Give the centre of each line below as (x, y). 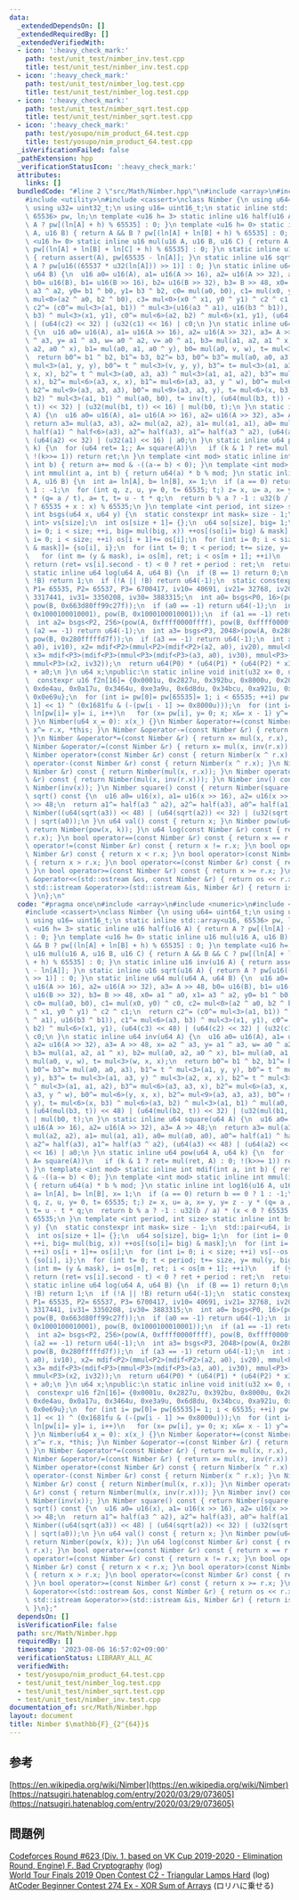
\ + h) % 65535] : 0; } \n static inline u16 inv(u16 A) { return (149, 962)
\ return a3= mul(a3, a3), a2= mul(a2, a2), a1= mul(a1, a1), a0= (151, 423)
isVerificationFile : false (67, 1625)
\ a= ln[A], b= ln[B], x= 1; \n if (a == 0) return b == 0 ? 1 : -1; (157, 1194)
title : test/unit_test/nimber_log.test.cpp (107, 92)
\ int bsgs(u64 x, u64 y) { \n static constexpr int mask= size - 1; (157, 515)
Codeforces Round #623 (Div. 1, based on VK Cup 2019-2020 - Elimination (146, 1855)
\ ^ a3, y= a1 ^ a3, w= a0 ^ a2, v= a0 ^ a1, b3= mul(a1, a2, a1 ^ (153, 340)
